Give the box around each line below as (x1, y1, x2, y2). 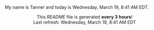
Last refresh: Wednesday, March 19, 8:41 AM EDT (33, 19, 136, 25)
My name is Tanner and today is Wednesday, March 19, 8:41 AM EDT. (5, 4, 149, 10)
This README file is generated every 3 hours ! (36, 14, 133, 19)
